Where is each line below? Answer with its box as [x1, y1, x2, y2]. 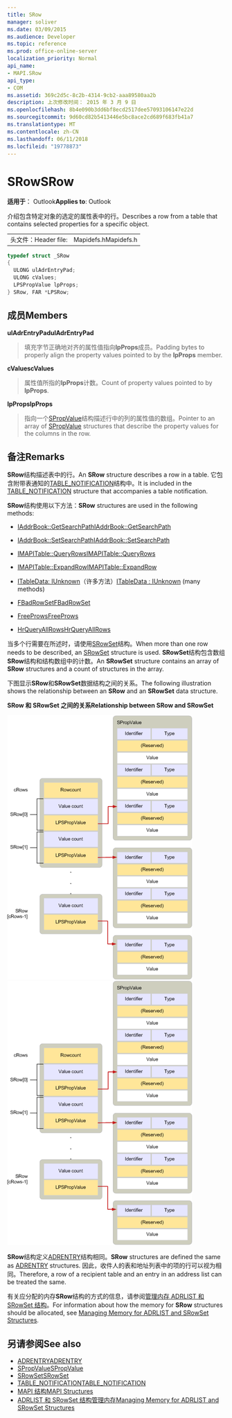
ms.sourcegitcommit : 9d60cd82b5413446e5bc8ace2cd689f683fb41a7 [7, 114, 194, 121]
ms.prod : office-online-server [7, 48, 98, 55]
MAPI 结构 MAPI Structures [17, 1387, 93, 1396]
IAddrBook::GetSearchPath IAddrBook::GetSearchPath [17, 522, 171, 531]
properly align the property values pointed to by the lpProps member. [24, 350, 223, 359]
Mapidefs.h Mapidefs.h [73, 235, 138, 244]
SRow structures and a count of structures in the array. [7, 665, 164, 673]
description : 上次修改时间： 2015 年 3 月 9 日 [7, 99, 136, 106]
